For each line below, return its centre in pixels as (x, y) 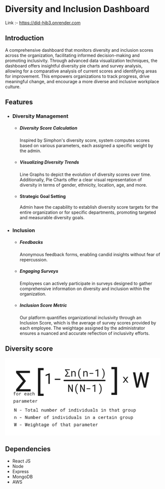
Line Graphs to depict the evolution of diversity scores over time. (85, 174)
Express (20, 471)
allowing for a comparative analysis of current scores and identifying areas (81, 71)
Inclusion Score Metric (43, 305)
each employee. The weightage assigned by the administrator (82, 328)
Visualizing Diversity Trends (49, 162)
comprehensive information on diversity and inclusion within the (84, 289)
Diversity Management (40, 116)
